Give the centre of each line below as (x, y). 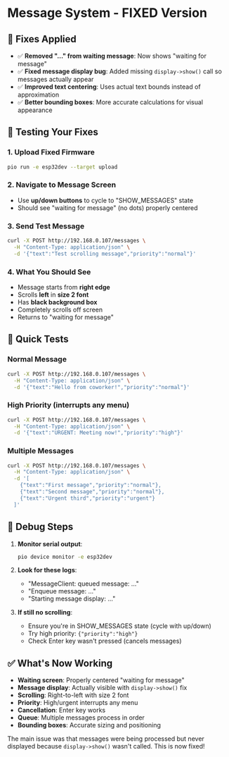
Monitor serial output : (50, 543)
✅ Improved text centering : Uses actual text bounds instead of (109, 87)
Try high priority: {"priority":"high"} (83, 634)
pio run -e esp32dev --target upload (63, 167)
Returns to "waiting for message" (65, 317)
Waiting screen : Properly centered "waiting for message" (101, 680)
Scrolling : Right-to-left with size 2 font (73, 695)
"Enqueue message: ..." (62, 591)
